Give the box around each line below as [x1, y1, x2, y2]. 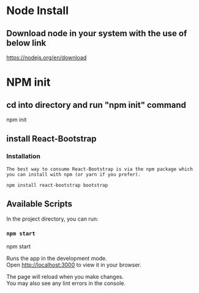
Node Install [6, 4, 69, 18]
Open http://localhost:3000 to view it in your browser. [6, 261, 142, 268]
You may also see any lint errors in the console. [6, 280, 126, 287]
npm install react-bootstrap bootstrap [6, 182, 108, 188]
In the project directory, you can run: [6, 215, 99, 223]
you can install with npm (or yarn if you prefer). [6, 171, 141, 178]
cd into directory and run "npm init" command [6, 99, 187, 110]
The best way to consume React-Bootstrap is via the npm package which [6, 166, 193, 172]
